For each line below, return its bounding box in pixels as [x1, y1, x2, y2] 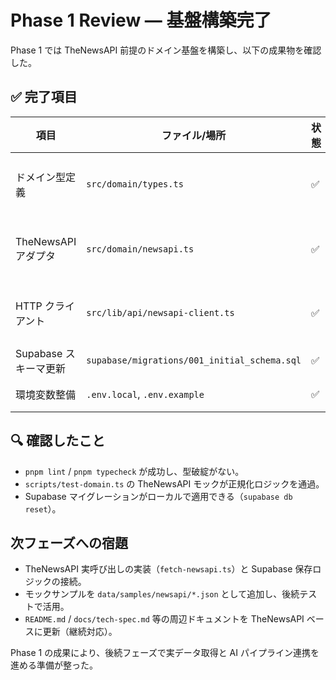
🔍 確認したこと [10, 432, 106, 450]
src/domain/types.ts [86, 178, 184, 190]
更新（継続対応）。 [42, 626, 118, 638]
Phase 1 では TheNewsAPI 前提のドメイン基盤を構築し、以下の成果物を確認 [10, 44, 322, 56]
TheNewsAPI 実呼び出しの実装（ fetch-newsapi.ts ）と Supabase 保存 [24, 563, 313, 575]
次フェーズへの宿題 [10, 534, 128, 551]
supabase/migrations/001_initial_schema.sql [86, 354, 302, 366]
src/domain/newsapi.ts [86, 243, 195, 255]
